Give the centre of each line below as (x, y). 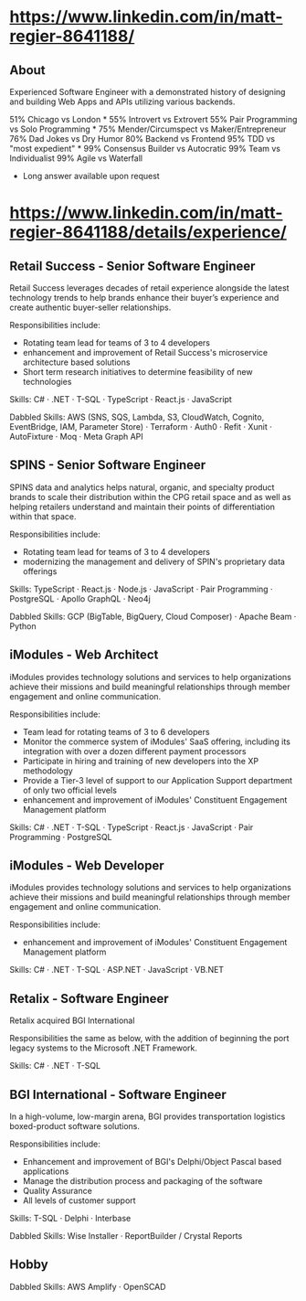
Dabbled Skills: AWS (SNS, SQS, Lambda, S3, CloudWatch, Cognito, (137, 417)
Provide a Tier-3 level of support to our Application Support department (158, 780)
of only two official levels (69, 790)
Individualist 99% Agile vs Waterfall (76, 158)
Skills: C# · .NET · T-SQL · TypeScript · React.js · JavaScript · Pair (132, 827)
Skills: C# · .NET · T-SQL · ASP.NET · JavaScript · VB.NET (117, 970)
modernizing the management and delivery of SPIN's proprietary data (154, 561)
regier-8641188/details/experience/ (148, 233)
